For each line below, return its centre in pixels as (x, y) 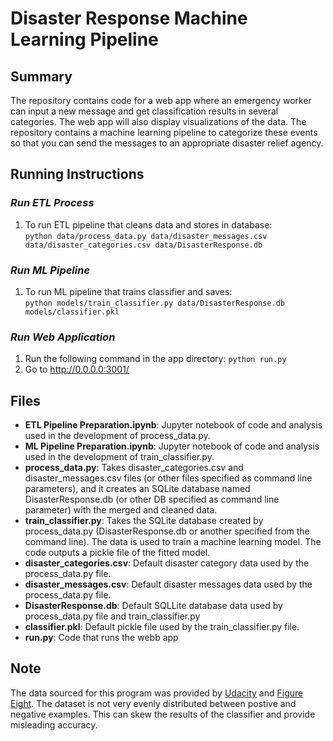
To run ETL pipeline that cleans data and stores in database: (148, 224)
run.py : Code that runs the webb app (101, 638)
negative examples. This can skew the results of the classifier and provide (163, 714)
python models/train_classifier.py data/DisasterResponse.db (155, 303)
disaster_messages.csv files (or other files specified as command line (168, 478)
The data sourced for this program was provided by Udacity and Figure (157, 693)
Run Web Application (63, 337)
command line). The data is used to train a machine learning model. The (173, 542)
